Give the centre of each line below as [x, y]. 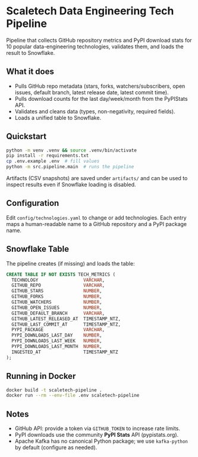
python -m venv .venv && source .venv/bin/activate [71, 150]
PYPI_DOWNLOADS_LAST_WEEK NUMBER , [57, 341]
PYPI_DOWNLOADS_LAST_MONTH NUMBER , [57, 347]
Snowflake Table [38, 249]
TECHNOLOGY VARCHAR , [58, 280]
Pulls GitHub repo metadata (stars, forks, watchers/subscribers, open [100, 86]
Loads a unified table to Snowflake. [58, 118]
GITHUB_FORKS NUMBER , [57, 297]
